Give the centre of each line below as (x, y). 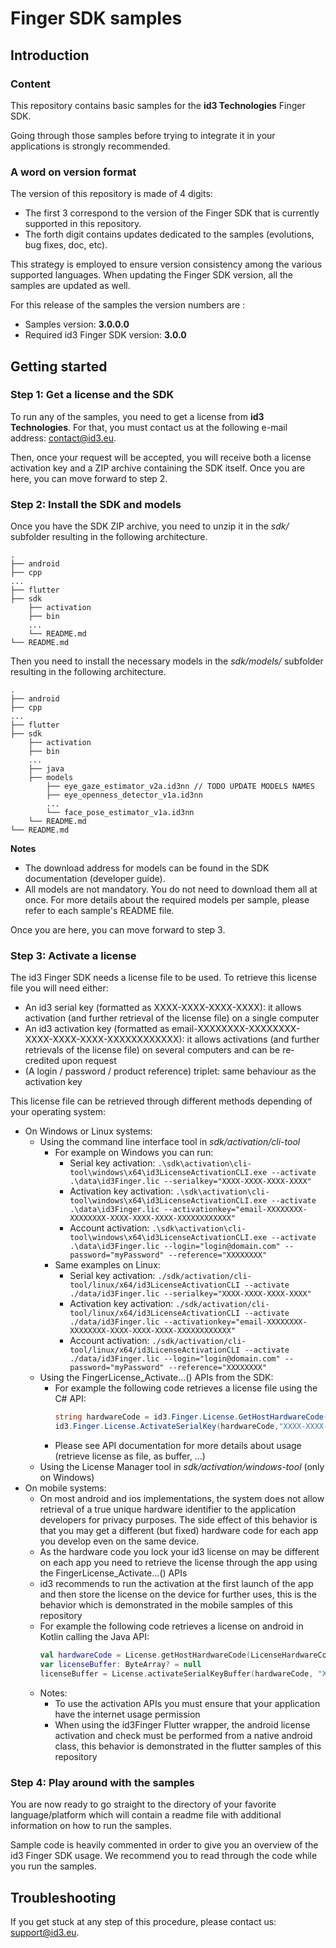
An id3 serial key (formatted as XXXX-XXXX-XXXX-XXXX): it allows (163, 1008)
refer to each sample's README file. (99, 911)
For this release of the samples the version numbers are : (128, 305)
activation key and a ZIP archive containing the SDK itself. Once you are (158, 468)
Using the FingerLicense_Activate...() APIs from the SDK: (156, 1378)
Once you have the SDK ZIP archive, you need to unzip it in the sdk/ (150, 526)
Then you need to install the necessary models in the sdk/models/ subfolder (167, 661)
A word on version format (73, 172)
